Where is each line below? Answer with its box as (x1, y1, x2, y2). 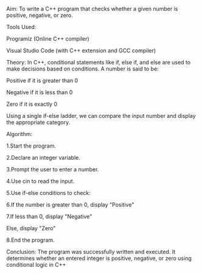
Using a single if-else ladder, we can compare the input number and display (6, 112, 196, 119)
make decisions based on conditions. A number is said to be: (6, 65, 159, 72)
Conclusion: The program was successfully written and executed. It (6, 248, 176, 255)
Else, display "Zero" (6, 225, 56, 231)
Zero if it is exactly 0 (6, 100, 58, 108)
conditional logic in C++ (6, 261, 66, 268)
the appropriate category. (6, 118, 71, 126)
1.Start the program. (6, 142, 57, 149)
